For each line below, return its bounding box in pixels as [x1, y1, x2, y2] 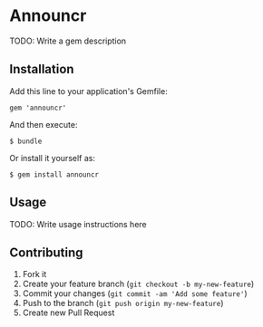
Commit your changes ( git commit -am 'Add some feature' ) [22, 288, 248, 299]
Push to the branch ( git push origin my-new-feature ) [22, 298, 224, 309]
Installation [9, 62, 74, 77]
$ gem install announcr [9, 169, 100, 179]
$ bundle [9, 137, 43, 146]
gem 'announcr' [9, 103, 67, 112]
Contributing [9, 245, 83, 260]
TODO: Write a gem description [9, 35, 127, 46]
